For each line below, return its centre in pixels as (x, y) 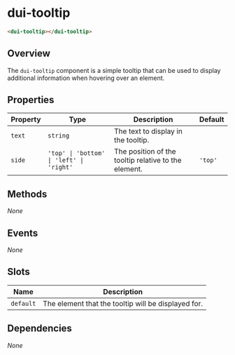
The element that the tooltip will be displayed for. (123, 303)
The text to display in (149, 131)
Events (23, 233)
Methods (27, 194)
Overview (29, 54)
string (59, 136)
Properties (31, 100)
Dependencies (40, 329)
